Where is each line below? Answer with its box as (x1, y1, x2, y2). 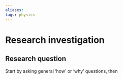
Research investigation (5, 34, 105, 46)
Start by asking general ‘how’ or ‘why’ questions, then (5, 68, 118, 74)
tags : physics (5, 12, 36, 17)
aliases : (5, 7, 24, 13)
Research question (5, 55, 67, 63)
